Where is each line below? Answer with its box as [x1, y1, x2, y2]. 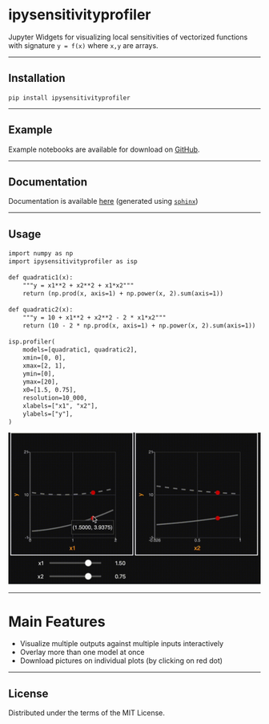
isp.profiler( [8, 338, 56, 346]
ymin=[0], [22, 370, 56, 378]
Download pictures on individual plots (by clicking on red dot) [19, 656, 223, 665]
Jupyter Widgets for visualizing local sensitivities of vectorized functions [8, 32, 248, 42]
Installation [8, 71, 66, 85]
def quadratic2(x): [8, 306, 74, 314]
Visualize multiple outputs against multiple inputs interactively [19, 639, 224, 649]
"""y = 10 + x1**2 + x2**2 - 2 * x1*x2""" [22, 314, 167, 322]
